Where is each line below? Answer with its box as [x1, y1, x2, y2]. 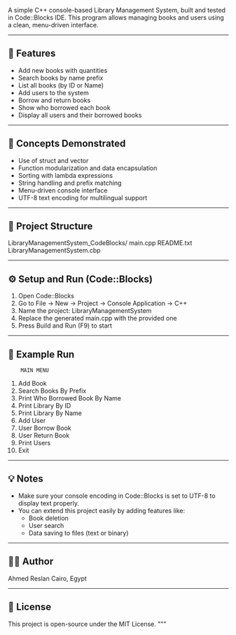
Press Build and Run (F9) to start [18, 321, 113, 330]
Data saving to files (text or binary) [28, 529, 129, 537]
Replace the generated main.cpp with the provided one [18, 314, 177, 323]
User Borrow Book [18, 424, 72, 433]
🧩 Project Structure [8, 221, 93, 232]
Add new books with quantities [18, 66, 108, 74]
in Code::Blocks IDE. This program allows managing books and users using [8, 13, 225, 22]
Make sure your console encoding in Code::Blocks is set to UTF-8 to [18, 491, 216, 500]
